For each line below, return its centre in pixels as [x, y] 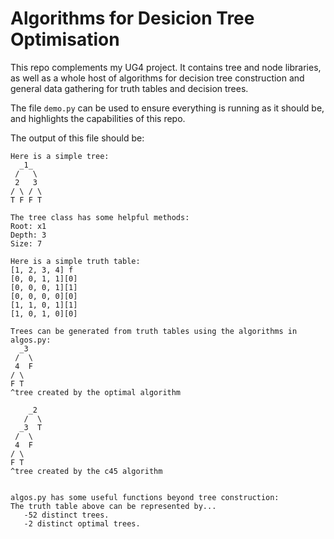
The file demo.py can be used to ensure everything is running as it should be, [167, 108]
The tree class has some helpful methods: [100, 217]
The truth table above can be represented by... [113, 506]
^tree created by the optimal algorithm [96, 392]
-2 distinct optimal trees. [82, 523]
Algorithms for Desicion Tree [132, 18]
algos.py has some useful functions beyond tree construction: [145, 497]
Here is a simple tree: [60, 156]
